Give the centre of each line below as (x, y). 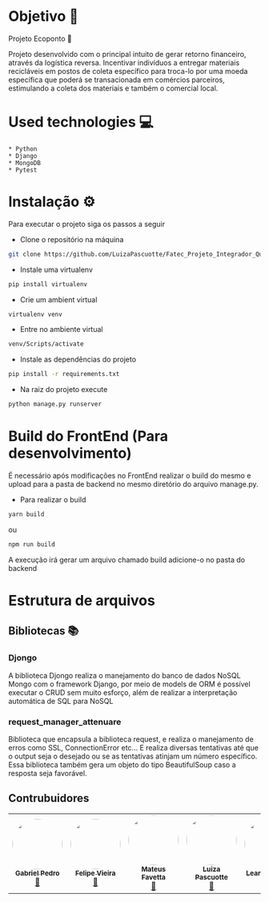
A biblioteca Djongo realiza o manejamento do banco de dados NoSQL (125, 675)
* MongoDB (25, 163)
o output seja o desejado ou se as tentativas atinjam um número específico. (133, 756)
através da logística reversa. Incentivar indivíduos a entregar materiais (124, 63)
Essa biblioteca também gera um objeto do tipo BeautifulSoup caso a (122, 764)
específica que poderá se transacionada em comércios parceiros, (117, 79)
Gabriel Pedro (37, 873)
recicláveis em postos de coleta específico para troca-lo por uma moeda (128, 71)
